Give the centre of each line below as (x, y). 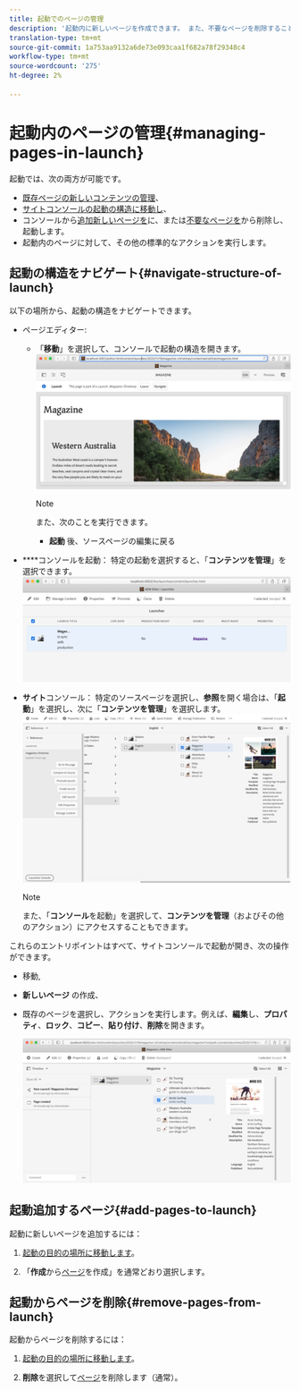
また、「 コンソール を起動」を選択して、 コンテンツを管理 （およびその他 (153, 916)
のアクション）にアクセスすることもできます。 (108, 927)
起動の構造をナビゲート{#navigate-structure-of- (146, 273)
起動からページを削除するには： (68, 1340)
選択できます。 (50, 571)
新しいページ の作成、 (62, 995)
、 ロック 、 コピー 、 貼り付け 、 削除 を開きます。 (123, 1025)
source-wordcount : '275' (55, 66)
